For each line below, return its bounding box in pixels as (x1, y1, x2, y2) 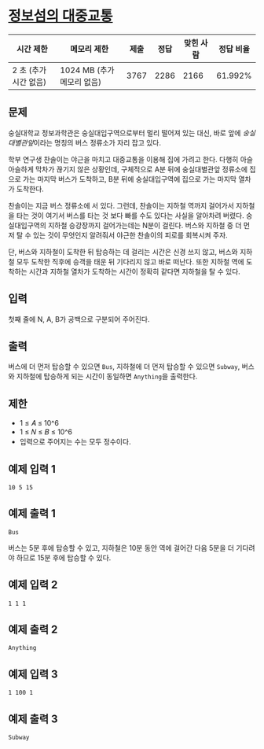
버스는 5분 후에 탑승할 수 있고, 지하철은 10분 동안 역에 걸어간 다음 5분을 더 (8, 543, 234, 552)
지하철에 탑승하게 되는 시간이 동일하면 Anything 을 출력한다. (16, 371, 198, 382)
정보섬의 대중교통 (8, 7, 113, 25)
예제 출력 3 (8, 712, 58, 725)
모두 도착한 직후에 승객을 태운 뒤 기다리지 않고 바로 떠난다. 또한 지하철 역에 (16, 256, 245, 266)
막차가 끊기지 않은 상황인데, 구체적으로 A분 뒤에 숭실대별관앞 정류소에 (35, 164, 248, 174)
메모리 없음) (60, 76, 102, 87)
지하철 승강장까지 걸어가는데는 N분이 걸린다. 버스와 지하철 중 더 (48, 220, 242, 230)
